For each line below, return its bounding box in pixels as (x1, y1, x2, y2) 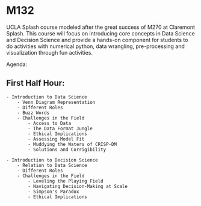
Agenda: (6, 61, 28, 68)
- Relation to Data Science (17, 162, 87, 168)
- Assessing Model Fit (28, 136, 85, 142)
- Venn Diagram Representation (17, 99, 96, 105)
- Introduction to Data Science (6, 94, 87, 100)
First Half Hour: (6, 78, 65, 88)
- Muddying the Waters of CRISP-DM (28, 141, 117, 147)
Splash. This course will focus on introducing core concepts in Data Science (6, 29, 196, 37)
